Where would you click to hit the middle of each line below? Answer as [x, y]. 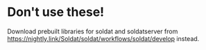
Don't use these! [56, 12]
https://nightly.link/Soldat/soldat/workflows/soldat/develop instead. [103, 38]
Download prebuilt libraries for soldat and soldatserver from [93, 31]
